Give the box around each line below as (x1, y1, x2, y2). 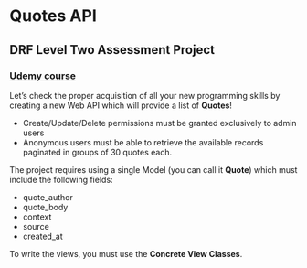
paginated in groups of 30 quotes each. (22, 146, 172, 157)
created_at (22, 230, 63, 241)
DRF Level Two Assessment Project (9, 42, 215, 58)
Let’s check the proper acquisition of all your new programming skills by (9, 90, 281, 101)
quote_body (22, 201, 69, 212)
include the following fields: (9, 174, 113, 185)
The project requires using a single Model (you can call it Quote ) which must (9, 164, 298, 175)
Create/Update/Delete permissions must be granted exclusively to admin (22, 117, 297, 128)
